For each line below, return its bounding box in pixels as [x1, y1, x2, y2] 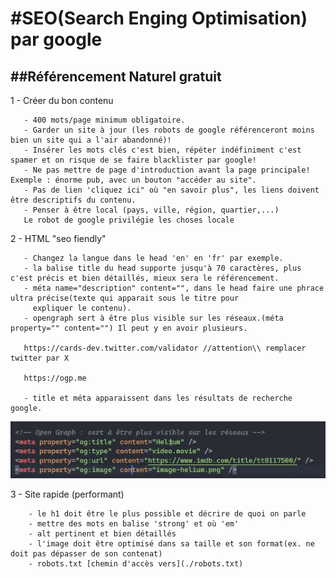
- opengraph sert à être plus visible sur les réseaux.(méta [23, 313, 284, 323]
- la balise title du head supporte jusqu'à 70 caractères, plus [23, 263, 302, 273]
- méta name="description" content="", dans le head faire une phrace [23, 283, 325, 293]
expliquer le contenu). [32, 303, 132, 313]
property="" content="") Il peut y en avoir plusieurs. [10, 323, 248, 333]
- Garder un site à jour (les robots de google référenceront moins [23, 125, 315, 135]
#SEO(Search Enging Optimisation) [10, 7, 308, 30]
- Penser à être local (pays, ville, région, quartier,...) [23, 205, 280, 215]
